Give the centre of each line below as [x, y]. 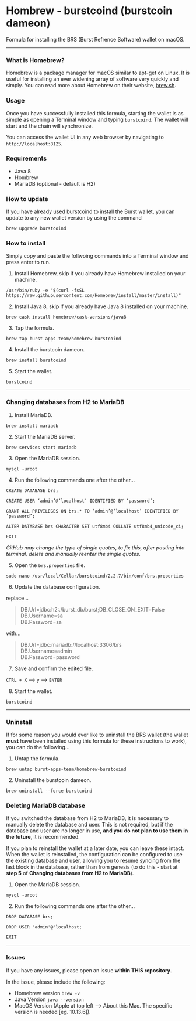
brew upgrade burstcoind [36, 229]
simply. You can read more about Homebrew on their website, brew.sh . [91, 86]
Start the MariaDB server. [45, 436]
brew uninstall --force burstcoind [49, 791]
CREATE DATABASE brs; [32, 490]
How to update [27, 199]
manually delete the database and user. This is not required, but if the [90, 825]
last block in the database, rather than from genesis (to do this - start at [92, 867]
